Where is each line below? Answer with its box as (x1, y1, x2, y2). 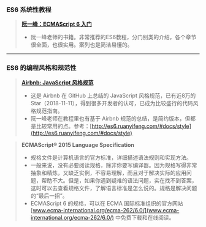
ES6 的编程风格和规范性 (6, 64, 77, 72)
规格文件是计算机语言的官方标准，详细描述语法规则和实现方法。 (30, 154, 192, 161)
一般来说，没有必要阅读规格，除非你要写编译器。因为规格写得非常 (30, 161, 197, 169)
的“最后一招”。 (30, 192, 68, 199)
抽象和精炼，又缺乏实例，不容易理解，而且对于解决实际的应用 (30, 169, 187, 176)
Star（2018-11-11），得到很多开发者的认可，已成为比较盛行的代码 (30, 99, 193, 106)
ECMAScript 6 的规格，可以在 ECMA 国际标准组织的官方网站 (30, 199, 183, 207)
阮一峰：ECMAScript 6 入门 (21, 20, 92, 28)
